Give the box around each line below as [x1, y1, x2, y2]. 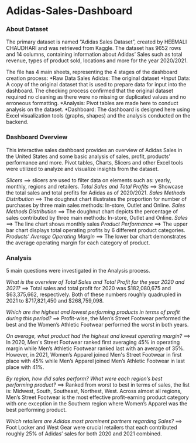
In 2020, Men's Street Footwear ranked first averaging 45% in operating [6, 339, 180, 346]
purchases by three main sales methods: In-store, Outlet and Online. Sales [6, 202, 185, 209]
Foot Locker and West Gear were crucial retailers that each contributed [6, 424, 177, 431]
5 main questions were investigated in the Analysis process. [6, 267, 150, 274]
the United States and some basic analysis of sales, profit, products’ [6, 153, 171, 160]
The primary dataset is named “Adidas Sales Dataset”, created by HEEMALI [6, 38, 187, 45]
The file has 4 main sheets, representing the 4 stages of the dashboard [6, 69, 178, 76]
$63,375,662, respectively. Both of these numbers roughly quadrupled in [6, 291, 181, 298]
